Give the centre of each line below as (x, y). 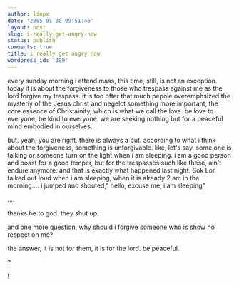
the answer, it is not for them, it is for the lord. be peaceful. (93, 248)
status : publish (31, 41)
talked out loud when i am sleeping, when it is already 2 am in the (103, 178)
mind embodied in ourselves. (50, 126)
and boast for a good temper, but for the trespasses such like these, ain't (115, 163)
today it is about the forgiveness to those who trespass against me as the (115, 88)
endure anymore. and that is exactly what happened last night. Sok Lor (111, 170)
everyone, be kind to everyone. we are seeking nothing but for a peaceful (115, 118)
